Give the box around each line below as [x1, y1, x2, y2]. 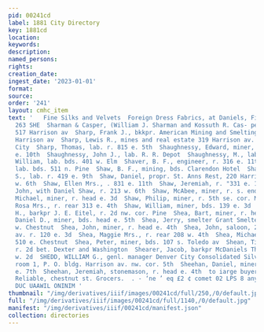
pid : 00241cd [8, 11, 51, 20]
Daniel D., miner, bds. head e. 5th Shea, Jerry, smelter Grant [15, 216, 234, 224]
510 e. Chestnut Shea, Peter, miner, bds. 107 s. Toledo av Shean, [15, 238, 247, 246]
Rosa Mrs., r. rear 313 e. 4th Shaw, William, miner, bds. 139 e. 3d [15, 201, 251, 209]
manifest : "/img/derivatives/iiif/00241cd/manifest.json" [8, 304, 202, 312]
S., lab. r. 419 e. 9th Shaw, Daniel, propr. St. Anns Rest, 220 [15, 172, 237, 181]
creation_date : [8, 70, 58, 78]
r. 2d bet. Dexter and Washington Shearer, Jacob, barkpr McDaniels [15, 245, 247, 253]
